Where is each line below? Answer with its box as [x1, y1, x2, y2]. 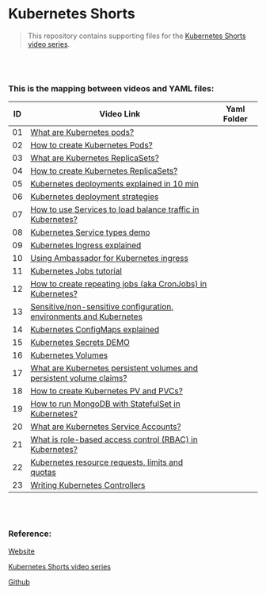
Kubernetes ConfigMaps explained [30, 324, 160, 335]
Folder [222, 113, 248, 125]
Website [8, 546, 36, 556]
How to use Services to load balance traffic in [30, 204, 199, 215]
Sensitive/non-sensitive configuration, [30, 301, 174, 312]
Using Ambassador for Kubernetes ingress [30, 253, 188, 264]
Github [8, 577, 30, 587]
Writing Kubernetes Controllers [30, 480, 146, 491]
